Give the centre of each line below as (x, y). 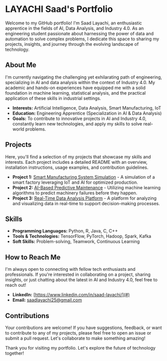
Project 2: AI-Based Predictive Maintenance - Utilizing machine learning (86, 187)
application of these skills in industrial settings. (53, 98)
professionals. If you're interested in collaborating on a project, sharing (78, 274)
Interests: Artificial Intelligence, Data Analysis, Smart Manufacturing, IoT (87, 108)
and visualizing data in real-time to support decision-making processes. (86, 203)
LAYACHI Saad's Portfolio (59, 9)
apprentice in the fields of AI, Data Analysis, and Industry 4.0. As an (75, 28)
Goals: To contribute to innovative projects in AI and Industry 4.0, (80, 119)
